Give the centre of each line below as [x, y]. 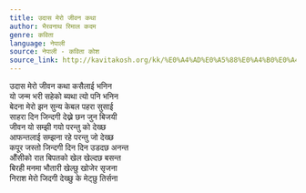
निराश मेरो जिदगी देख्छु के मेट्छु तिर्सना [64, 178]
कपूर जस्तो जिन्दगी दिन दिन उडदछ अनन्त [69, 147]
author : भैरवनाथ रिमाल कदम [53, 26]
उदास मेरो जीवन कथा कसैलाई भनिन [61, 86]
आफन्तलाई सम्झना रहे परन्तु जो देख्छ [61, 137]
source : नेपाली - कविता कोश [55, 52]
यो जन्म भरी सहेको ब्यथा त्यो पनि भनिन [64, 96]
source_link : [34, 60]
